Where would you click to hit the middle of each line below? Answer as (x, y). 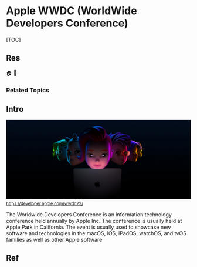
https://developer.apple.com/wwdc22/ (45, 204)
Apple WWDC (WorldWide (72, 11)
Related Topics (28, 90)
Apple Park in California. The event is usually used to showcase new (89, 227)
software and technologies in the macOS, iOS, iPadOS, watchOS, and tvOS (96, 233)
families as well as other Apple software (54, 240)
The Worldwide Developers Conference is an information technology (89, 215)
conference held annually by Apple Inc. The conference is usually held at (94, 221)
